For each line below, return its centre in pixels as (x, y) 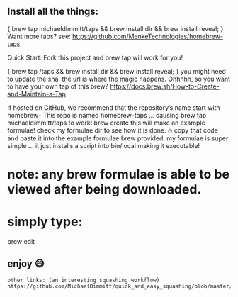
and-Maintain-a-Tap (36, 94)
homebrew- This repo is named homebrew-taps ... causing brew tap (107, 115)
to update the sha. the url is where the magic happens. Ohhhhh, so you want (119, 79)
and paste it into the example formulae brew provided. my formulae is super (118, 138)
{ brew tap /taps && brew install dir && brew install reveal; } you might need (117, 71)
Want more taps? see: (39, 36)
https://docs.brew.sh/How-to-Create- (164, 86)
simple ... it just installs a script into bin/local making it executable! (104, 145)
